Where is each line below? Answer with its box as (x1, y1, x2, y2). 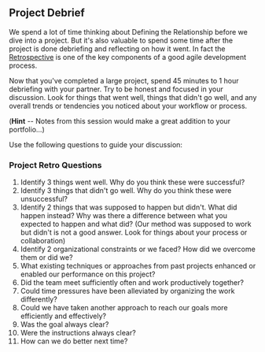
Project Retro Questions (9, 159, 102, 170)
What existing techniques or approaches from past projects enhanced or (20, 261, 256, 271)
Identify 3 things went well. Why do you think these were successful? (20, 177, 245, 187)
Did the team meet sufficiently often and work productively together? (20, 278, 245, 287)
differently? (20, 295, 57, 304)
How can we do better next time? (20, 336, 128, 346)
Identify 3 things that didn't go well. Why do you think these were (20, 186, 232, 195)
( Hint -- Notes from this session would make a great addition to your (9, 116, 231, 125)
